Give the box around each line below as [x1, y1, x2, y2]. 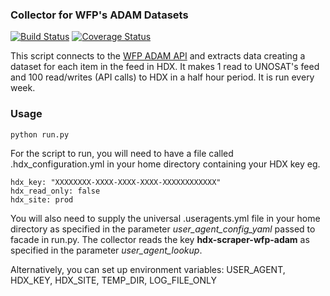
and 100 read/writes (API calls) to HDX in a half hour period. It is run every [10, 71, 315, 83]
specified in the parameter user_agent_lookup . [10, 244, 203, 256]
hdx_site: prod [10, 194, 74, 205]
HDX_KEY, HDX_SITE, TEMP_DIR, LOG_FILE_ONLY [10, 274, 218, 286]
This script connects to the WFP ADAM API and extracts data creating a [10, 50, 306, 62]
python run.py [10, 129, 70, 140]
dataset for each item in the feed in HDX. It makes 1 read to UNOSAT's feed [10, 61, 320, 73]
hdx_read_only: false [10, 186, 101, 196]
